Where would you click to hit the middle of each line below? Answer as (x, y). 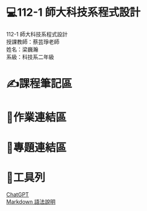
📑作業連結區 (36, 117)
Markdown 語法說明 (31, 202)
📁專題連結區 (36, 148)
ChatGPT (18, 195)
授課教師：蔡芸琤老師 (33, 42)
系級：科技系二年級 (30, 57)
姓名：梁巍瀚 (22, 49)
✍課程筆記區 (39, 84)
